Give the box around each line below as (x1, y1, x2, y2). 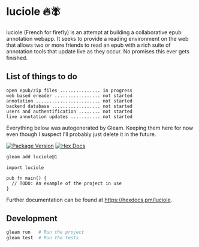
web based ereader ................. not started (6, 92, 133, 99)
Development (6, 213, 58, 224)
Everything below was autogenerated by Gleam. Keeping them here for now (6, 124, 194, 131)
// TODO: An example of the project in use (11, 180, 122, 186)
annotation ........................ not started (6, 98, 133, 104)
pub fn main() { (6, 175, 47, 181)
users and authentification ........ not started (6, 109, 133, 115)
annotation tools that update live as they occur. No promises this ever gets (6, 47, 190, 55)
